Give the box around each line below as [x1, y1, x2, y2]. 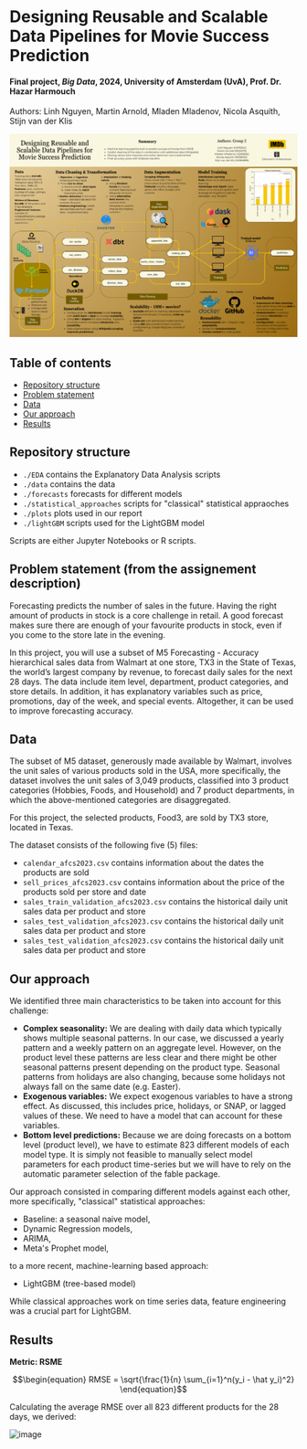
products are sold [22, 867, 90, 878]
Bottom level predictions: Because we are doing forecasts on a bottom [22, 1130, 291, 1141]
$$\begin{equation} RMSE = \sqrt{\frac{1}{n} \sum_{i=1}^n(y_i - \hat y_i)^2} [12, 1374, 295, 1385]
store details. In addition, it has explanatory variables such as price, [9, 685, 263, 696]
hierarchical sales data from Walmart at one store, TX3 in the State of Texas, [9, 656, 297, 668]
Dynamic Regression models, [22, 1223, 133, 1234]
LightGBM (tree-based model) [22, 1278, 136, 1289]
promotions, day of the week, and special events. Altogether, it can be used [9, 695, 294, 706]
